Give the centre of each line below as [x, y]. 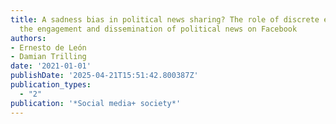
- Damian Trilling [48, 57]
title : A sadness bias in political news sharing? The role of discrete [165, 19]
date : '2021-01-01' [51, 66]
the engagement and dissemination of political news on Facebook [158, 29]
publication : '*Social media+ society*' [96, 103]
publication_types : [51, 85]
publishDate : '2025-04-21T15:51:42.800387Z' [104, 76]
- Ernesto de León [48, 47]
